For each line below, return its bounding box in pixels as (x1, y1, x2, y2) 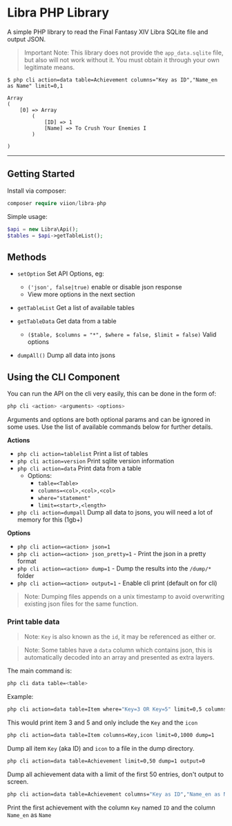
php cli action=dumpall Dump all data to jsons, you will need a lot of (17, 508, 213, 516)
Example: (7, 693, 34, 701)
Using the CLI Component (7, 371, 120, 383)
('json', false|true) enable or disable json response (27, 283, 182, 291)
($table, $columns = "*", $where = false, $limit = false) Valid (27, 330, 217, 339)
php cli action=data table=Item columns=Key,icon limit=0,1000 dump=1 (7, 731, 215, 738)
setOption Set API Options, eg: (17, 269, 105, 278)
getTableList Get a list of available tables (17, 304, 135, 312)
